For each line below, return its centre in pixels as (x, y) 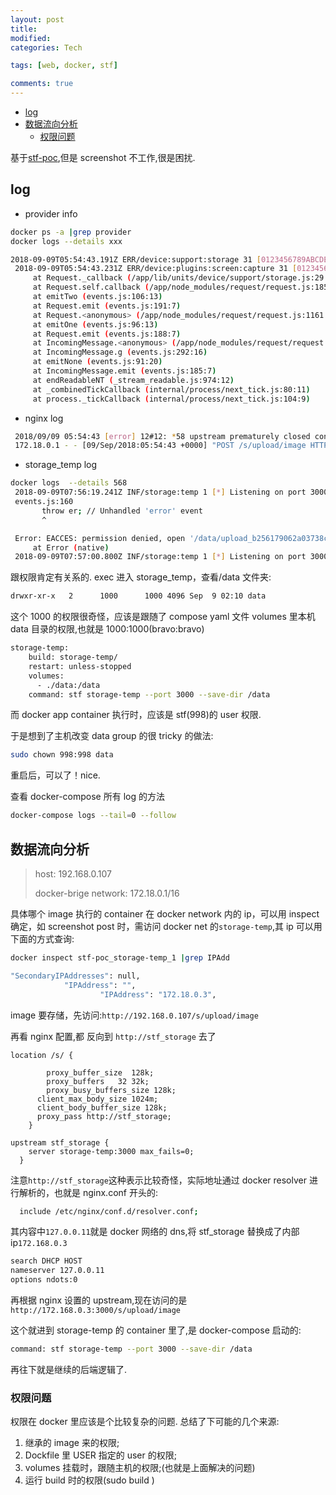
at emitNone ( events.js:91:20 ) (97, 362)
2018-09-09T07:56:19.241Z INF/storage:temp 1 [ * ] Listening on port (160, 492)
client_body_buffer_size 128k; (102, 1107)
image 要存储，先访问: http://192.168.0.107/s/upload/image (134, 1015)
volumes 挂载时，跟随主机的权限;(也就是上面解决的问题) (140, 1468)
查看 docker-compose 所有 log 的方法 (87, 797)
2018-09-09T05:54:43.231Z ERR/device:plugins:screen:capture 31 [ (156, 269)
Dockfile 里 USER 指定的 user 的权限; (100, 1455)
